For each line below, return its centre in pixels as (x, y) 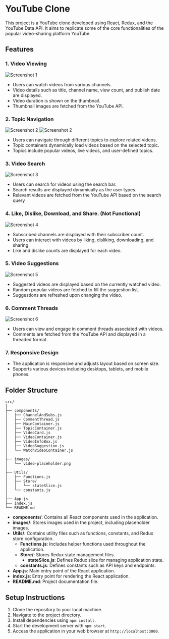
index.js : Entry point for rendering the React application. (71, 576)
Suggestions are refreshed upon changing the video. (67, 295)
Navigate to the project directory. (47, 615)
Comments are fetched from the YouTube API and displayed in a (79, 334)
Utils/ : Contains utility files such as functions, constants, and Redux (83, 534)
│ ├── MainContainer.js (32, 424)
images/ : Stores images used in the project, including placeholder (81, 522)
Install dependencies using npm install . (54, 620)
